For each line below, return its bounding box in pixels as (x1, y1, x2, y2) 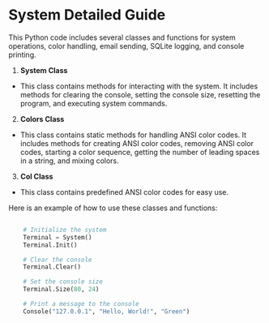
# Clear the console (23, 256, 92, 264)
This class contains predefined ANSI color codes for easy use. (19, 187, 229, 196)
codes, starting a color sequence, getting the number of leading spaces (19, 147, 260, 157)
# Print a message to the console (23, 300, 139, 308)
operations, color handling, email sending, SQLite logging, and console (8, 41, 245, 50)
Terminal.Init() (23, 241, 79, 249)
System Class (19, 65, 68, 75)
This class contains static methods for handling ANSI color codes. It (19, 130, 247, 140)
